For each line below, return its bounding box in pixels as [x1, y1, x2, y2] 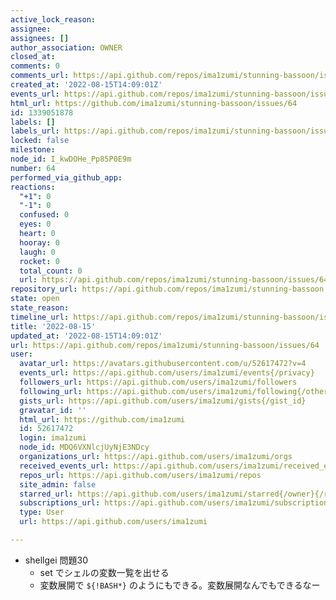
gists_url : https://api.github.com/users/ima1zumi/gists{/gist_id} [19, 396, 307, 406]
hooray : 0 [19, 237, 60, 248]
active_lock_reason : [10, 14, 97, 25]
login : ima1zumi [19, 433, 87, 443]
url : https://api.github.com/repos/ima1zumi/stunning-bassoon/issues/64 [10, 340, 320, 350]
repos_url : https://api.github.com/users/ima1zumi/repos [19, 470, 262, 480]
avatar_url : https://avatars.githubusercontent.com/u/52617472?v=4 [19, 359, 307, 369]
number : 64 [10, 163, 56, 173]
